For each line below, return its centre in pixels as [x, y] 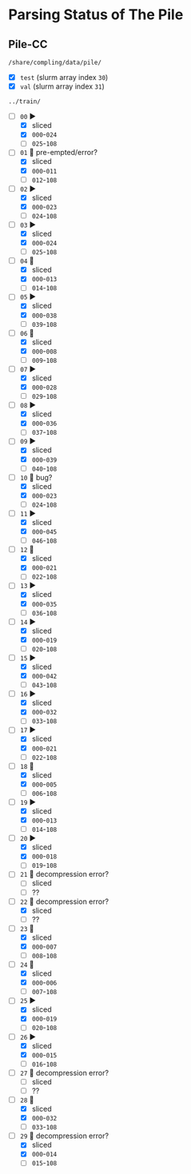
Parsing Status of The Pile [96, 15]
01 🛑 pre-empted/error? [59, 153]
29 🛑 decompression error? [64, 1136]
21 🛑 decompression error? [64, 874]
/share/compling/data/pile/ [55, 62]
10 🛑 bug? [36, 477]
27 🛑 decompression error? [64, 1073]
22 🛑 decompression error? [64, 901]
